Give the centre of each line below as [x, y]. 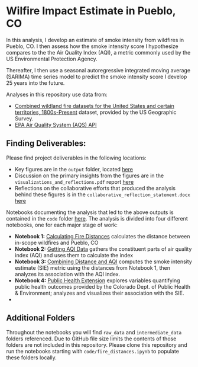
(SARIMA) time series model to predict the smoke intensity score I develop [97, 76]
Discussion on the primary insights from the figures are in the [89, 175]
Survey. [24, 118]
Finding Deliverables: [46, 143]
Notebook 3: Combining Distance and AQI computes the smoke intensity [103, 261]
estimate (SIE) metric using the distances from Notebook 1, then [92, 267]
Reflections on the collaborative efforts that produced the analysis [95, 188]
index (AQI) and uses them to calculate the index [74, 255]
